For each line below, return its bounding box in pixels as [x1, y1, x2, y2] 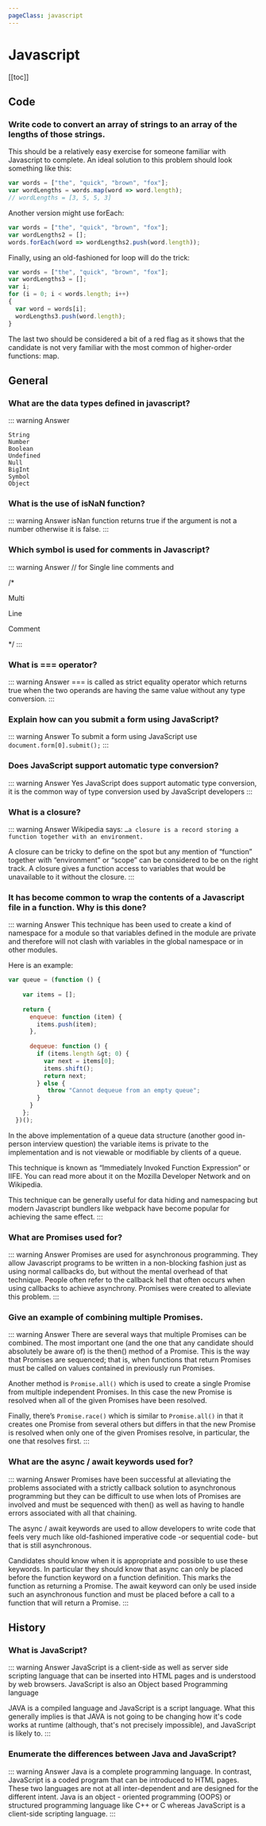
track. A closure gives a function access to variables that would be [8, 863, 226, 873]
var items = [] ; [22, 991, 77, 999]
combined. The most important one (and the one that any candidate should [8, 1339, 254, 1348]
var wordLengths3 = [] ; [8, 275, 87, 283]
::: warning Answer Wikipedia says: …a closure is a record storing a [8, 824, 239, 834]
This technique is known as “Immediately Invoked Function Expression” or [8, 1162, 250, 1172]
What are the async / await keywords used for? [8, 1456, 194, 1467]
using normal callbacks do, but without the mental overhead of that [8, 1267, 228, 1277]
